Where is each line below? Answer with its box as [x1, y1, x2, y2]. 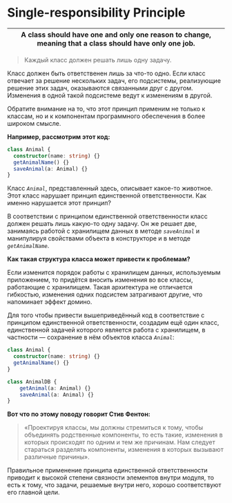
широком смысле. [7, 119, 61, 127]
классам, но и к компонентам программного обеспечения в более [7, 112, 206, 120]
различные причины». [23, 453, 90, 461]
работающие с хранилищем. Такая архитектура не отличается [7, 283, 193, 292]
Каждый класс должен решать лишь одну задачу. [23, 55, 172, 64]
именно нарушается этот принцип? [7, 199, 112, 207]
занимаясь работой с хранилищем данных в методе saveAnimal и [7, 227, 200, 236]
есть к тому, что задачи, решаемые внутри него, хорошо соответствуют [7, 481, 222, 489]
